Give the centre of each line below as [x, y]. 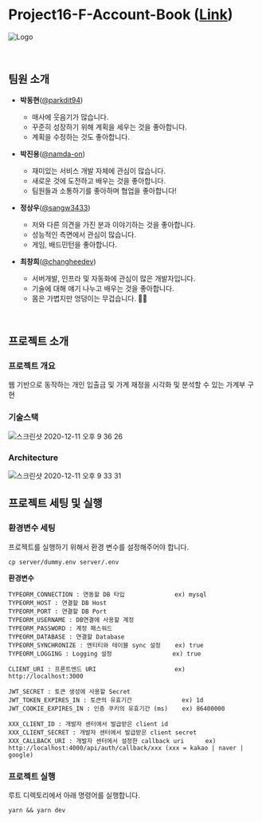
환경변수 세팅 [32, 528]
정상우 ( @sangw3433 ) [55, 207]
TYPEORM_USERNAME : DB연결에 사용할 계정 [71, 619]
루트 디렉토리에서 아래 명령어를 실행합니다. [74, 796]
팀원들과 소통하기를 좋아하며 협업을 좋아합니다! [104, 191]
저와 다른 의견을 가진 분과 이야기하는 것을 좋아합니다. [113, 224]
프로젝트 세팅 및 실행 [55, 503]
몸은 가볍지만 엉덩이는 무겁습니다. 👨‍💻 [89, 298]
